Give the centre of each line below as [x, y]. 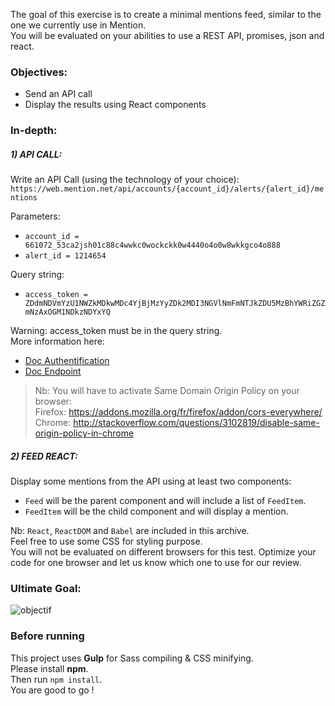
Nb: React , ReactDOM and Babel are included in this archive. [130, 531]
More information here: [57, 341]
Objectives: [39, 72]
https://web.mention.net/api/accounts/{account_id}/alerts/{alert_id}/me [167, 189]
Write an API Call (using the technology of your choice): [125, 180]
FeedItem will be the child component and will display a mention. [156, 511]
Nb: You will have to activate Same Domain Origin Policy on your [167, 391]
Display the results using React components [115, 105]
